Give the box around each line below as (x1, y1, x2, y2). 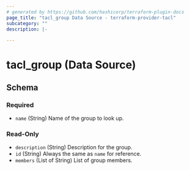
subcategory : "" (6, 20, 48, 26)
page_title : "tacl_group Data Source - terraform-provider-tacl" (6, 15, 176, 21)
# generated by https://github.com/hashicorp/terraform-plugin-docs (6, 9, 185, 15)
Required (6, 100, 34, 109)
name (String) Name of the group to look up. (15, 114, 124, 122)
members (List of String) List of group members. (15, 157, 133, 164)
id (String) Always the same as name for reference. (15, 150, 142, 158)
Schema (6, 82, 38, 92)
